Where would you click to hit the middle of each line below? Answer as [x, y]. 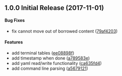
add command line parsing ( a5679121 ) [50, 68]
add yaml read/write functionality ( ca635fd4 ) [57, 63]
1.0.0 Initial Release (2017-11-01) [54, 8]
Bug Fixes [15, 20]
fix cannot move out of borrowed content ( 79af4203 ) [64, 31]
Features [14, 42]
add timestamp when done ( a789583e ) [51, 58]
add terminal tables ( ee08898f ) [43, 53]
